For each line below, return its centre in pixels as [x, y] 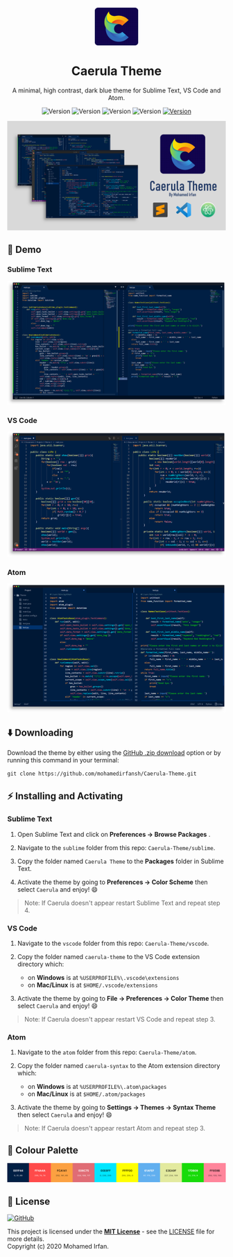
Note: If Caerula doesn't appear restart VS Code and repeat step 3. [120, 1019]
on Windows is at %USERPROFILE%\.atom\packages [97, 1087]
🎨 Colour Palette [43, 1150]
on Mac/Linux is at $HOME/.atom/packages [86, 1094]
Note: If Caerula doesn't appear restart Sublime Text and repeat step [122, 903]
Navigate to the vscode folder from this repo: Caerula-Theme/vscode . [113, 943]
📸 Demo [24, 250]
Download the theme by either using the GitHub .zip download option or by [114, 753]
